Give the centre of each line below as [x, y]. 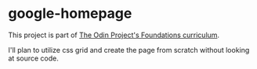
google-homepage [70, 14]
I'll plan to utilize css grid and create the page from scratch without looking [129, 50]
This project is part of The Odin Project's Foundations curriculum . [114, 35]
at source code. [33, 58]
